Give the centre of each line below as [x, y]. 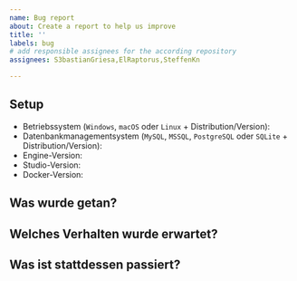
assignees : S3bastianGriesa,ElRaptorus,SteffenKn [105, 60]
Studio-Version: [52, 165]
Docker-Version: [53, 174]
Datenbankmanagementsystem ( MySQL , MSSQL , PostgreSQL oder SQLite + [155, 136]
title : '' [28, 34]
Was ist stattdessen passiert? [95, 264]
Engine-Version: [53, 155]
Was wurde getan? [63, 203]
